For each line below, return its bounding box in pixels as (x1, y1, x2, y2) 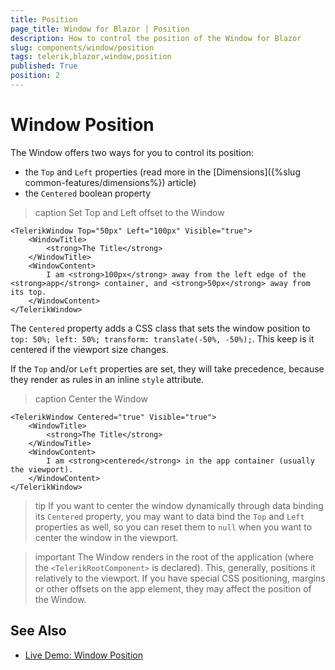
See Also (10, 622, 67, 640)
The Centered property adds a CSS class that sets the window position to (10, 322, 311, 334)
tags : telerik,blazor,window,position (10, 52, 172, 62)
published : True (10, 61, 78, 71)
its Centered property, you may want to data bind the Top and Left (34, 510, 305, 522)
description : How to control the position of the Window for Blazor (10, 33, 302, 43)
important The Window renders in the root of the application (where (34, 551, 314, 563)
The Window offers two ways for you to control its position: (10, 146, 255, 158)
